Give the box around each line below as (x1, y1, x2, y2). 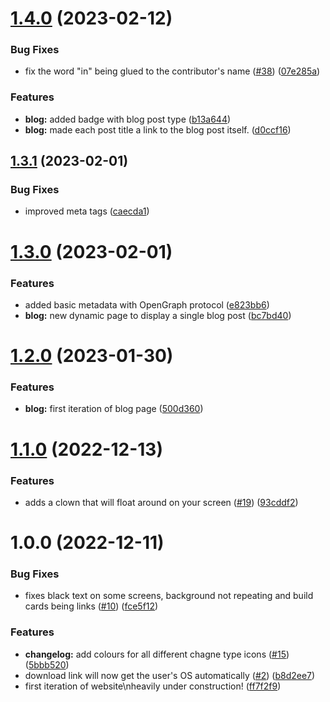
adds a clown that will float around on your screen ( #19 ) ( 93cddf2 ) (24, 496, 299, 508)
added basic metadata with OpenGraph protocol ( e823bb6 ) (24, 298, 270, 311)
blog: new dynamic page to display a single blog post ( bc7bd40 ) (24, 309, 292, 321)
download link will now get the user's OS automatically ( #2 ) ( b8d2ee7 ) (24, 669, 316, 681)
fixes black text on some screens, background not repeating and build (24, 590, 314, 602)
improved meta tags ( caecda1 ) (24, 205, 150, 217)
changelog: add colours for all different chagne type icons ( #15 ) (24, 648, 290, 660)
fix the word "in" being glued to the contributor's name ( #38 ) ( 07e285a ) (24, 65, 321, 77)
